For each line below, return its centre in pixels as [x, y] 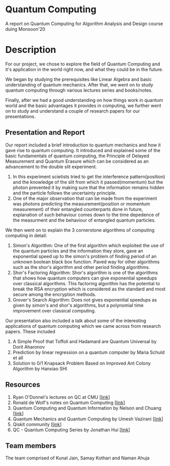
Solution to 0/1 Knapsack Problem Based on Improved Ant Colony [82, 363]
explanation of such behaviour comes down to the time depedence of [86, 215]
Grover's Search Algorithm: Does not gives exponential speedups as [85, 300]
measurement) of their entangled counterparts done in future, [78, 209]
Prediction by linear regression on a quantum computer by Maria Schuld [89, 352]
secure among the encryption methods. [54, 294]
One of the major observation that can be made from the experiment [85, 198]
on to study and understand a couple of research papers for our [73, 111]
